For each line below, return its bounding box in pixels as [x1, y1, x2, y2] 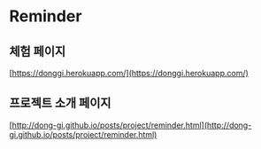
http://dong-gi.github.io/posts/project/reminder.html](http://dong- [12, 120, 252, 130]
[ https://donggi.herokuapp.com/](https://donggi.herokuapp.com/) [9, 68, 249, 78]
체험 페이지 [9, 43, 66, 59]
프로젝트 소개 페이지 [9, 96, 111, 111]
